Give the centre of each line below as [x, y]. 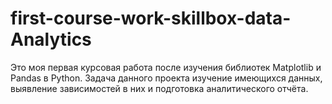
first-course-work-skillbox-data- [151, 18]
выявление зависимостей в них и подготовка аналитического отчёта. [159, 88]
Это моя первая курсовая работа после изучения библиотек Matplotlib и [166, 67]
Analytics [51, 39]
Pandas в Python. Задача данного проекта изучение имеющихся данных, [166, 78]
